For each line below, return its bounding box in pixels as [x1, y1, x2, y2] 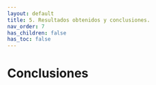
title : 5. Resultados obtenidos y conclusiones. [7, 17, 150, 23]
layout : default [7, 10, 54, 17]
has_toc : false [7, 36, 51, 43]
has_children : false [7, 29, 67, 37]
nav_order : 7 [7, 23, 45, 30]
